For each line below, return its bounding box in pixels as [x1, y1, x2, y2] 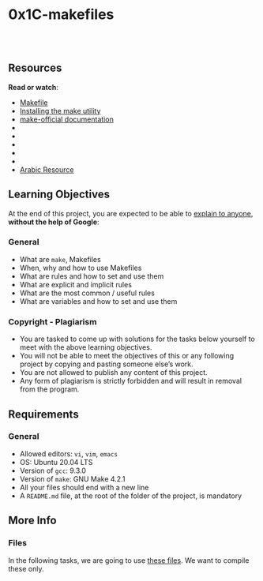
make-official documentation [19, 114, 115, 124]
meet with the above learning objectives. [19, 343, 152, 352]
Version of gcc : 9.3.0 [19, 466, 87, 475]
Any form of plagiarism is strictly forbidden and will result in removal [19, 377, 242, 386]
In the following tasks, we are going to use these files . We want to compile [8, 555, 250, 565]
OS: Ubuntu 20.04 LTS [19, 457, 93, 467]
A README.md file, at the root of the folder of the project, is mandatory [19, 491, 242, 500]
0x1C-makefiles [8, 6, 115, 24]
